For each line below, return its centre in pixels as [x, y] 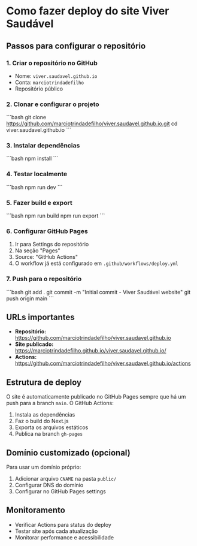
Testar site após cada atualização [56, 531]
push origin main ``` [30, 298]
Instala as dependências [45, 415]
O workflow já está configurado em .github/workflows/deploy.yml [96, 263]
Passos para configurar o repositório [76, 46]
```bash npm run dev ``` [34, 187]
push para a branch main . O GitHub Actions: [60, 403]
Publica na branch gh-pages [49, 434]
